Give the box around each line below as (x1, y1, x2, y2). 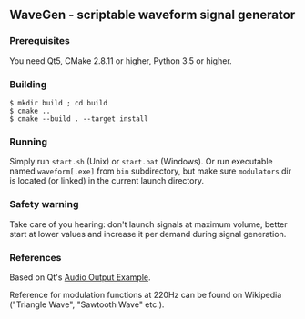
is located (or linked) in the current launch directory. (9, 175, 205, 186)
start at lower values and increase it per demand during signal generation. (9, 228, 287, 239)
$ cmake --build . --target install (9, 114, 148, 124)
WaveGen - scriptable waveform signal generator (9, 7, 296, 23)
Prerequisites (9, 35, 70, 47)
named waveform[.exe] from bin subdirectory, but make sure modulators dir (9, 165, 291, 176)
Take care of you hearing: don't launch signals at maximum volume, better (9, 218, 288, 230)
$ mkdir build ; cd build (9, 98, 107, 107)
